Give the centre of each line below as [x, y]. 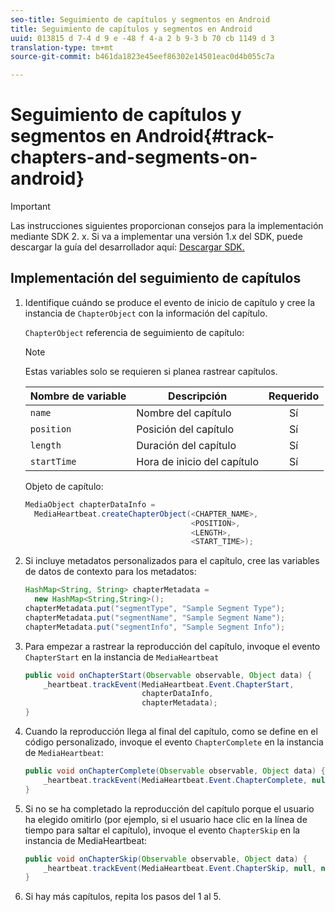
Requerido [294, 396]
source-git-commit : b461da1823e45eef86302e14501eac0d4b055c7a [142, 57]
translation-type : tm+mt [62, 47]
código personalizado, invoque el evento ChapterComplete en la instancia [174, 742]
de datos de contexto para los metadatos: [110, 572]
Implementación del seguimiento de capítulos [156, 278]
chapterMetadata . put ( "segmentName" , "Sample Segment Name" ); [155, 617]
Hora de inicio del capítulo [197, 461]
